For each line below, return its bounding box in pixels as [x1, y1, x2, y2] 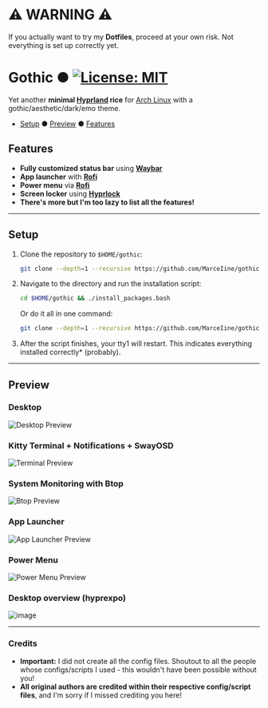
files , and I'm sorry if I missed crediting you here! [19, 690, 182, 700]
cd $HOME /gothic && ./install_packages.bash [19, 294, 171, 303]
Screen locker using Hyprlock [19, 189, 121, 198]
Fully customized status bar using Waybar [19, 163, 163, 173]
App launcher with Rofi [19, 172, 98, 181]
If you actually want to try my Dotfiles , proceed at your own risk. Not [8, 32, 234, 42]
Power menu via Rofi [19, 180, 90, 189]
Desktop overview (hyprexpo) [8, 592, 126, 603]
